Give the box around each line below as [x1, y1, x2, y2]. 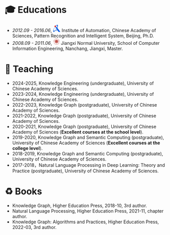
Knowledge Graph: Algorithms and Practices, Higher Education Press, [12, 219, 159, 225]
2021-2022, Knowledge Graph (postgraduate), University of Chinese [12, 113, 157, 119]
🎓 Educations [5, 4, 67, 16]
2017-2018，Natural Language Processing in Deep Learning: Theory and [12, 162, 165, 168]
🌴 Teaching [5, 63, 54, 74]
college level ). [12, 145, 43, 151]
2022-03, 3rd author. [12, 224, 57, 230]
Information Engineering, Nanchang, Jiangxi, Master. [12, 45, 123, 51]
